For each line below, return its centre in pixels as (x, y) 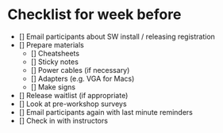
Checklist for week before (94, 15)
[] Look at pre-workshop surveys (73, 104)
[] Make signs (53, 87)
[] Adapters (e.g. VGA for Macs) (83, 78)
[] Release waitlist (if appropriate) (73, 95)
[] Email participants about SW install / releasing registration (117, 36)
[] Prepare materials (51, 44)
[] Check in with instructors (63, 120)
